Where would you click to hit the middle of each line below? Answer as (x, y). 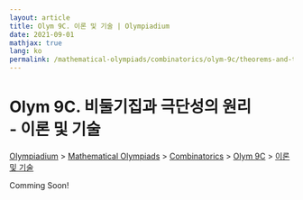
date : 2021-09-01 (42, 34)
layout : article (40, 18)
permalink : (30, 59)
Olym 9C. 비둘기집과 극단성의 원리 (131, 107)
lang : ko (26, 51)
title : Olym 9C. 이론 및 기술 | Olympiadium (89, 26)
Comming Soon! (39, 185)
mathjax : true (36, 43)
